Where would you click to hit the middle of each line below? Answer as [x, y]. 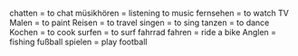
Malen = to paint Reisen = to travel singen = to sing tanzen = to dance [139, 23]
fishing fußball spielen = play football [78, 42]
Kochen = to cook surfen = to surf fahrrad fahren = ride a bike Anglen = [143, 32]
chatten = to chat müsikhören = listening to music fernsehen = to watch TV [149, 13]
